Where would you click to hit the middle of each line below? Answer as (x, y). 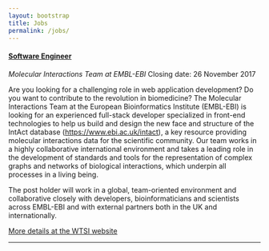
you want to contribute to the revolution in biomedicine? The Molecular (125, 98)
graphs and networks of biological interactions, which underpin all (117, 165)
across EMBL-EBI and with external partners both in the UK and (113, 207)
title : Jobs (28, 23)
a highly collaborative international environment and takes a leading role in (131, 149)
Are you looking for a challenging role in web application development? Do (131, 90)
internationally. (33, 215)
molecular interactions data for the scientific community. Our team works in (132, 140)
